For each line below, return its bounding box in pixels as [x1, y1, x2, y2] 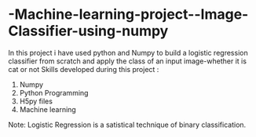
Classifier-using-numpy [8, 22, 169, 40]
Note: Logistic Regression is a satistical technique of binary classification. [8, 120, 247, 129]
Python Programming [19, 88, 89, 97]
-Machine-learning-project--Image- [8, 5, 249, 23]
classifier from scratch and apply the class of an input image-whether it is [8, 56, 247, 66]
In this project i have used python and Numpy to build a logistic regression [8, 48, 249, 57]
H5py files [19, 96, 53, 106]
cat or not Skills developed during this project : [8, 64, 159, 74]
